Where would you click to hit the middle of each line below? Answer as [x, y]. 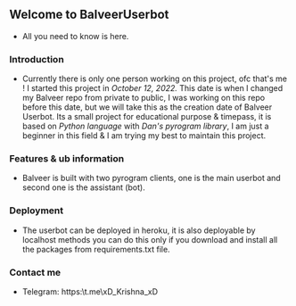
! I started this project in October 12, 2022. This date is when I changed [152, 88]
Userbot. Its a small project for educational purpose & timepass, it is [147, 117]
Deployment [37, 211]
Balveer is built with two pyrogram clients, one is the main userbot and [151, 178]
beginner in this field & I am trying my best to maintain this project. [144, 136]
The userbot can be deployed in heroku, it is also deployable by [139, 230]
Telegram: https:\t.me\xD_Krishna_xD [90, 292]
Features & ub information [67, 159]
